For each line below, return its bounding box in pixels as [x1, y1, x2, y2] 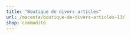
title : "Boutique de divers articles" [6, 8, 101, 15]
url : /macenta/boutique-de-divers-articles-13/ [6, 14, 126, 20]
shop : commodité [6, 20, 46, 26]
